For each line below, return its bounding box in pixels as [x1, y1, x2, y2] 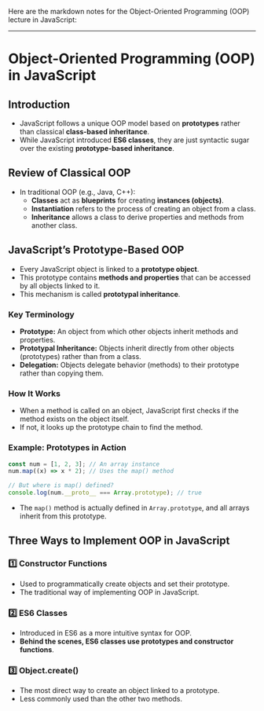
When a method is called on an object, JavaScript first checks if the [19, 406, 240, 416]
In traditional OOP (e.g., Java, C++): [19, 187, 136, 196]
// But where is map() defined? [8, 482, 114, 489]
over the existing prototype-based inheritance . [19, 144, 175, 152]
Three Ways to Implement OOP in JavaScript [8, 534, 230, 548]
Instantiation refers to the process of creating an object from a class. [31, 203, 256, 213]
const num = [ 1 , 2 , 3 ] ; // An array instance [8, 460, 159, 468]
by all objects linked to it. [19, 280, 101, 290]
